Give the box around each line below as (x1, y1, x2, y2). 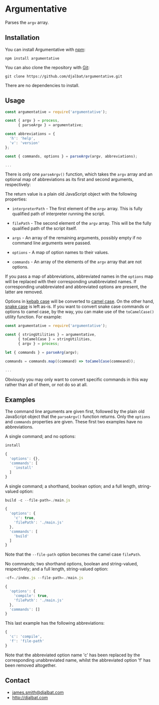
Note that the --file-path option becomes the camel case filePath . (5, 551, 142, 558)
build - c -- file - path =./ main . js (5, 498, 70, 503)
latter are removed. (5, 289, 43, 295)
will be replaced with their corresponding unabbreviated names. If (5, 279, 137, 285)
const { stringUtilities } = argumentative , (5, 332, 96, 337)
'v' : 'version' (9, 140, 40, 145)
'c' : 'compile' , (9, 634, 42, 639)
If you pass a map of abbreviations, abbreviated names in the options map (5, 273, 154, 279)
